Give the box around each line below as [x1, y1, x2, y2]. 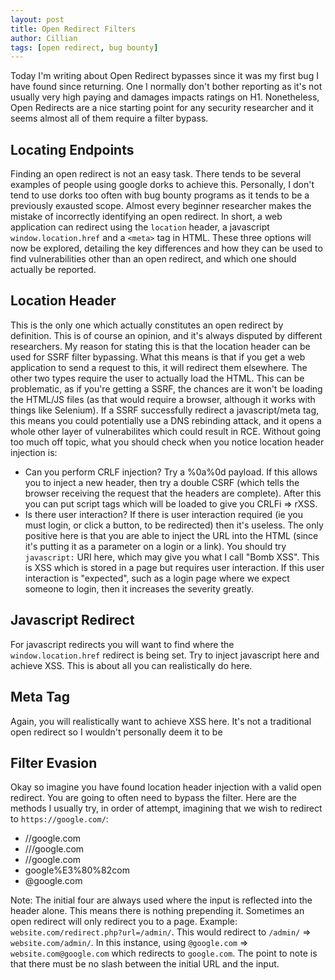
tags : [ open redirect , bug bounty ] [10, 42, 159, 53]
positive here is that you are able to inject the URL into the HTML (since [24, 529, 319, 541]
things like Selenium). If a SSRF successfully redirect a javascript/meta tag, [10, 404, 320, 416]
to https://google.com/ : [10, 813, 109, 825]
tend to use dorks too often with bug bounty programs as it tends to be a [10, 189, 310, 201]
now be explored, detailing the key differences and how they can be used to [10, 242, 323, 255]
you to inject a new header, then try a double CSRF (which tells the [24, 476, 300, 488]
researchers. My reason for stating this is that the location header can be [10, 340, 311, 352]
